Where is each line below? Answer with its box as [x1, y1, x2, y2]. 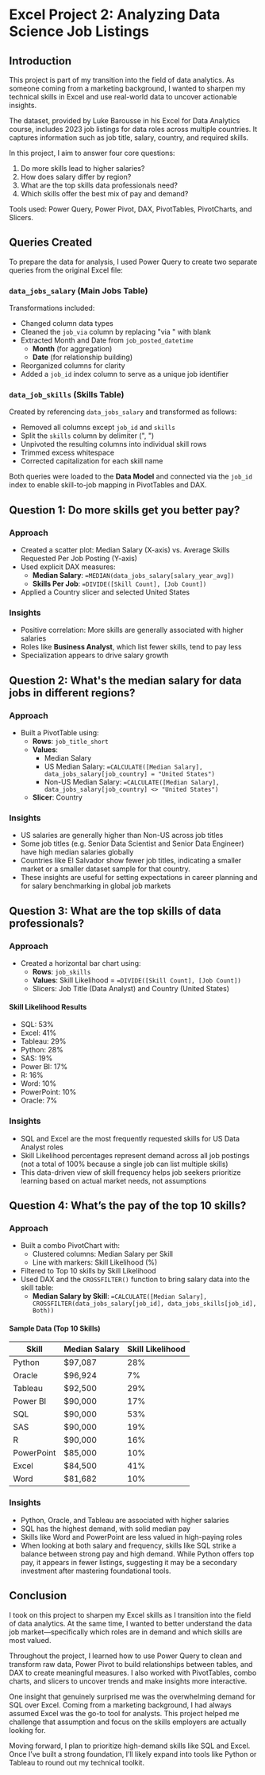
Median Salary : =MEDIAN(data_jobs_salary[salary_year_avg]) [32, 571, 235, 580]
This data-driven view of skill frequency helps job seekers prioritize [20, 1167, 241, 1177]
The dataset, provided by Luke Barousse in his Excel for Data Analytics [9, 116, 240, 125]
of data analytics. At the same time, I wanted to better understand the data [9, 1618, 252, 1628]
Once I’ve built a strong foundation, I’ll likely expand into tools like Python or [9, 1749, 257, 1758]
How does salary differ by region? [20, 172, 132, 181]
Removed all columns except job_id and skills [20, 423, 175, 432]
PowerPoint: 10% [20, 1087, 77, 1097]
